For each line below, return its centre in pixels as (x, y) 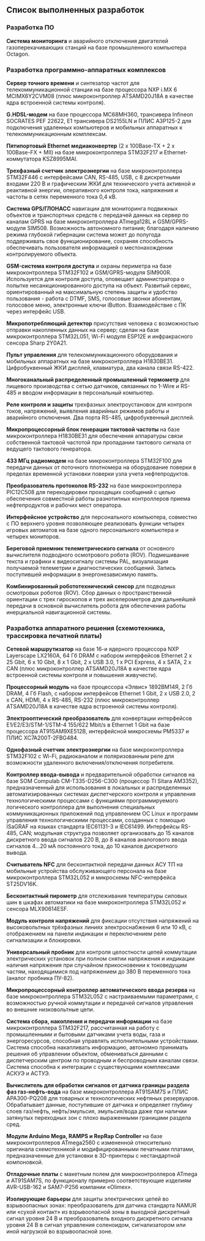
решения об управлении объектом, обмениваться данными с (87, 1054)
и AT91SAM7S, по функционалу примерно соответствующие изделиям (99, 1180)
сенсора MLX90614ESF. (37, 909)
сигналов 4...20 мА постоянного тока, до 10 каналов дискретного (92, 846)
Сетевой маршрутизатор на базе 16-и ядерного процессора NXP (93, 649)
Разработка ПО (30, 28)
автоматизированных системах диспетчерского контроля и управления (101, 794)
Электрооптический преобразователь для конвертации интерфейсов (99, 718)
